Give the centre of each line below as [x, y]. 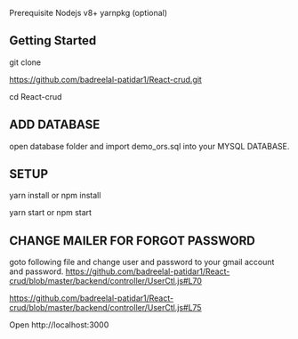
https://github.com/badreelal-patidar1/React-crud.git [105, 79]
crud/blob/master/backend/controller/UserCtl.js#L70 [106, 281]
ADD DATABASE [55, 125]
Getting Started [53, 40]
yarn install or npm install [55, 196]
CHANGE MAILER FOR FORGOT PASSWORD [132, 241]
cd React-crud [36, 96]
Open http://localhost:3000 [59, 325]
